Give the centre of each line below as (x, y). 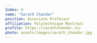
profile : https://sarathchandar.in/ (43, 28)
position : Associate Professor (38, 19)
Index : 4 (14, 10)
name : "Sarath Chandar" (30, 14)
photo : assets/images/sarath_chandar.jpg (49, 33)
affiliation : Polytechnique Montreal (44, 23)
